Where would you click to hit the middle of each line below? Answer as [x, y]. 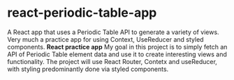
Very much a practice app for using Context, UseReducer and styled [105, 39]
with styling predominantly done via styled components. [88, 69]
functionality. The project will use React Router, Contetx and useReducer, [112, 61]
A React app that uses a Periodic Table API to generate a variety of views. [113, 32]
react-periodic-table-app [82, 13]
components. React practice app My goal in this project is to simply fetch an [117, 47]
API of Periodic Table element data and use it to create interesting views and [117, 54]
